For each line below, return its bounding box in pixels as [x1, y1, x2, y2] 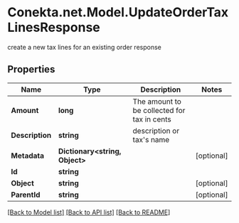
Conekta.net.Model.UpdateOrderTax [7, 4, 229, 21]
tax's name [132, 134, 170, 144]
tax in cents [132, 114, 172, 124]
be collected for [132, 105, 186, 115]
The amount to [132, 97, 181, 107]
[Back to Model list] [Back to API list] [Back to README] [7, 207, 171, 217]
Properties [7, 63, 55, 75]
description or [132, 126, 180, 136]
